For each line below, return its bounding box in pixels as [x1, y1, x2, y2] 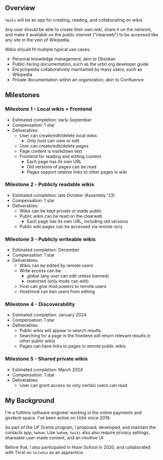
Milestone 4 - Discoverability [5, 301, 75, 308]
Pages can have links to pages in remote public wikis [19, 343, 126, 349]
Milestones [5, 91, 40, 100]
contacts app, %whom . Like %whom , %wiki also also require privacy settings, [5, 429, 150, 435]
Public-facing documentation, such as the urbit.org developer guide [12, 61, 149, 67]
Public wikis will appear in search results [19, 328, 101, 333]
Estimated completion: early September [12, 117, 92, 123]
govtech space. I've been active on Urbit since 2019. [5, 414, 111, 421]
